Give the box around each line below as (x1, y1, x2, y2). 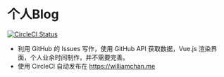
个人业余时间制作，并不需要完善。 (30, 53, 129, 62)
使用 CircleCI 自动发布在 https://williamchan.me (17, 62, 156, 70)
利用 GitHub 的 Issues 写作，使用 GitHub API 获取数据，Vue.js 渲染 (17, 44, 211, 52)
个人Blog (7, 6, 59, 22)
